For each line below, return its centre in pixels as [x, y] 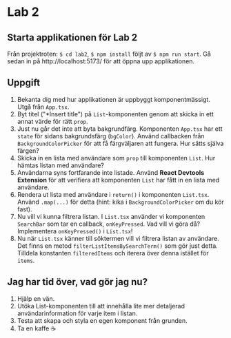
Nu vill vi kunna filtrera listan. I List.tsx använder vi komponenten [111, 216]
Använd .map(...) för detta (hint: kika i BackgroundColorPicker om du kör [120, 202]
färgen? [28, 150]
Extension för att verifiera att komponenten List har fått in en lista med [118, 180]
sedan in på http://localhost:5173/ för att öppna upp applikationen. [101, 61]
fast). [24, 209]
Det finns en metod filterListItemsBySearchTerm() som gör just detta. [118, 246]
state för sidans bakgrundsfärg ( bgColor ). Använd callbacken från [111, 136]
